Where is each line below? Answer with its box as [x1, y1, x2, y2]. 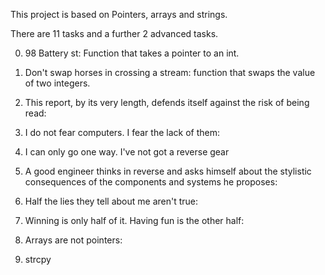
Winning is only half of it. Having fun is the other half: [24, 215, 245, 226]
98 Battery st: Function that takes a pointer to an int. [24, 47, 240, 59]
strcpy [24, 254, 52, 265]
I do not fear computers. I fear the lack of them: [24, 127, 220, 138]
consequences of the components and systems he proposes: [24, 176, 278, 188]
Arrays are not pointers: [24, 234, 123, 246]
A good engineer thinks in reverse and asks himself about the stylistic [24, 165, 312, 177]
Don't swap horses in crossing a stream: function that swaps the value [24, 67, 316, 78]
